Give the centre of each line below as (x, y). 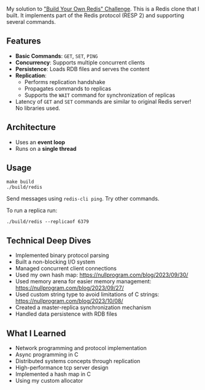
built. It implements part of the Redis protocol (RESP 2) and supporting (95, 15)
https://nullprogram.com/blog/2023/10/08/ (69, 301)
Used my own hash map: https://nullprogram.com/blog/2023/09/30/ (102, 275)
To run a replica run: (32, 210)
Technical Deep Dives (49, 241)
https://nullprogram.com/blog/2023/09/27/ (70, 288)
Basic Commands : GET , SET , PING (56, 56)
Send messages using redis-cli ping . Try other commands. (83, 199)
